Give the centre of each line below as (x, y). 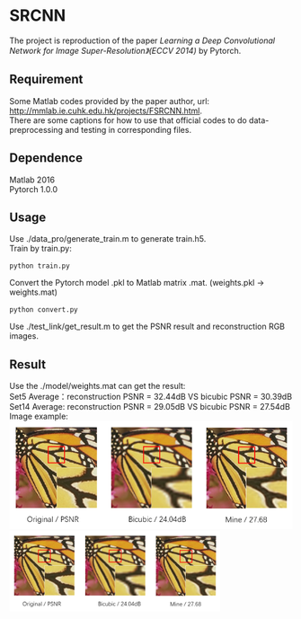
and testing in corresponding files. (128, 129)
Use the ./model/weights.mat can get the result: (97, 386)
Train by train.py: (40, 249)
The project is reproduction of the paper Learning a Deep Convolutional (142, 40)
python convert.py (44, 310)
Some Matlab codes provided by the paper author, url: (109, 101)
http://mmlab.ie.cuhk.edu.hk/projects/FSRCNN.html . (106, 111)
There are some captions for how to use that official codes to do (128, 120)
